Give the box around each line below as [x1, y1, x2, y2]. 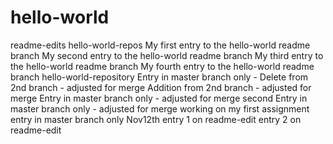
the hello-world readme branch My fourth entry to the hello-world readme [10, 60, 315, 72]
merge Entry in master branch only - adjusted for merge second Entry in [10, 92, 308, 104]
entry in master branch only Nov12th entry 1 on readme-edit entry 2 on [10, 113, 302, 125]
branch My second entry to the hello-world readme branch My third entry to [10, 49, 324, 61]
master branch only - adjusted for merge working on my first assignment [10, 102, 310, 115]
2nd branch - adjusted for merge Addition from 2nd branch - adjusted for [10, 81, 312, 93]
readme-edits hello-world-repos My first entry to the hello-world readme [10, 39, 311, 51]
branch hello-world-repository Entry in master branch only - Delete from [10, 71, 309, 83]
